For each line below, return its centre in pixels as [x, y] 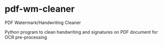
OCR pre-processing [26, 37]
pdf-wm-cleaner [40, 9]
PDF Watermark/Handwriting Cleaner [43, 22]
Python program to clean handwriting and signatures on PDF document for [81, 32]
